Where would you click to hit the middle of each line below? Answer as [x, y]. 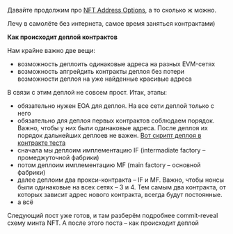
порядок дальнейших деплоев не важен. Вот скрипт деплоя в [109, 135]
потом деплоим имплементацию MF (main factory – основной [109, 165]
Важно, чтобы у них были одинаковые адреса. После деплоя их [113, 128]
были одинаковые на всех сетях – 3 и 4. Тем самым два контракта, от [121, 187]
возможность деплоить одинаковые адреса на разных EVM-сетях [116, 64]
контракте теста [41, 143]
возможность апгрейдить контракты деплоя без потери [101, 71]
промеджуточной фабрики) [58, 157]
